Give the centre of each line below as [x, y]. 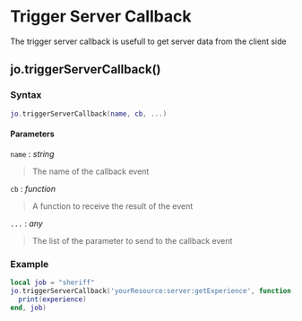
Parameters [32, 134]
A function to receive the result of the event [112, 206]
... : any [26, 223]
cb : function [33, 188]
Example [30, 264]
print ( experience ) [53, 299]
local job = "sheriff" [52, 282]
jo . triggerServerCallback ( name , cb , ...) [89, 114]
